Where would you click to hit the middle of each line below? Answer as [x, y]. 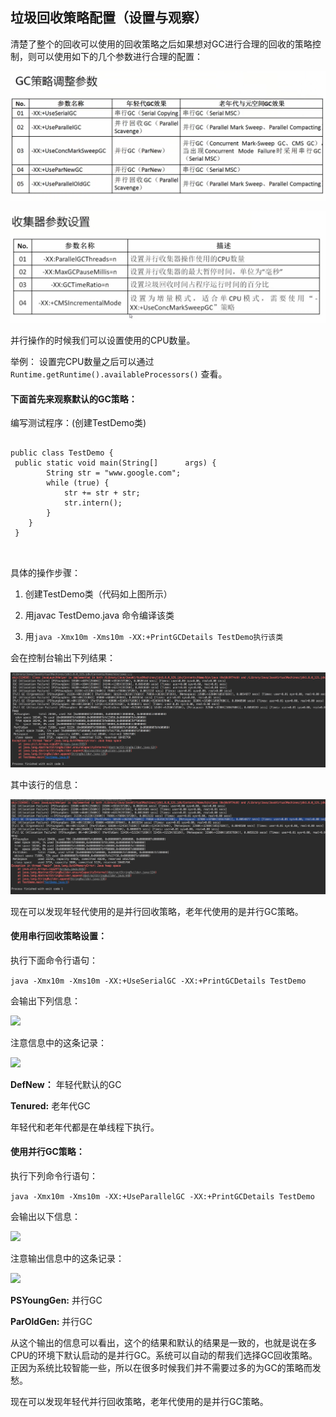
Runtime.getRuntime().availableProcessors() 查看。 [119, 374]
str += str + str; [102, 493]
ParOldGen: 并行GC [51, 1322]
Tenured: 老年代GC [50, 1105]
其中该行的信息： [45, 784]
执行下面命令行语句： [54, 960]
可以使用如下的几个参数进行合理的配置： [119, 56]
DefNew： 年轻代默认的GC [66, 1084]
